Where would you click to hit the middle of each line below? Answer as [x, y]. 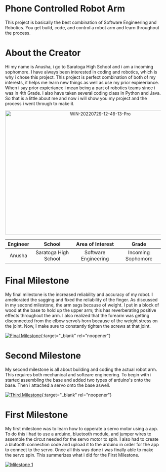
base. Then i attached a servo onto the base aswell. [58, 385]
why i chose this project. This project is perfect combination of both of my [81, 77]
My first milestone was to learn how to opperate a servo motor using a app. [82, 428]
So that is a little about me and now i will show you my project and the [76, 98]
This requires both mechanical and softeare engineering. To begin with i [78, 374]
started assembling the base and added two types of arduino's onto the [78, 380]
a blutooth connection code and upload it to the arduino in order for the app [82, 444]
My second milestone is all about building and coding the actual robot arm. [81, 369]
